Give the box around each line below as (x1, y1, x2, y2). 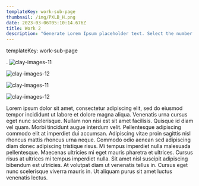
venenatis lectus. (6, 174, 48, 181)
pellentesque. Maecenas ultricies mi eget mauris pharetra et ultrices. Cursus (6, 149, 193, 156)
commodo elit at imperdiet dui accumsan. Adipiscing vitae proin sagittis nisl (6, 130, 191, 137)
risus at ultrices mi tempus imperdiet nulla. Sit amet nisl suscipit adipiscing (6, 155, 188, 162)
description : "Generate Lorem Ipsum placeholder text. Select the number (6, 31, 193, 37)
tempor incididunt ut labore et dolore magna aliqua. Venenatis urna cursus (6, 111, 188, 118)
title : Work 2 (6, 25, 42, 31)
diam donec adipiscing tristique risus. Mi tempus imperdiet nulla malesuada (6, 143, 191, 150)
